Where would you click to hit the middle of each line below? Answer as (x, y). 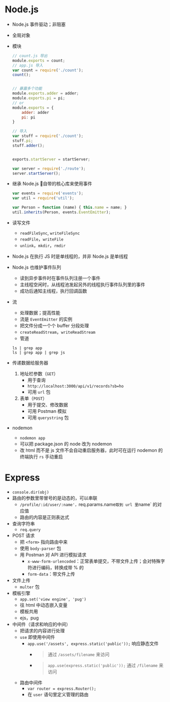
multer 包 (30, 587)
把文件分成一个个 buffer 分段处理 (54, 325)
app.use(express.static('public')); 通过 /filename (103, 665)
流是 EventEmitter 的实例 (46, 319)
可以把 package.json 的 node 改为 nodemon (66, 444)
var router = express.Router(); (62, 689)
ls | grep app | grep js (39, 352)
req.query (30, 530)
